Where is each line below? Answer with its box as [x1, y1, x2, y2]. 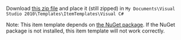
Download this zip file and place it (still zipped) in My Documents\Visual [6, 5, 175, 12]
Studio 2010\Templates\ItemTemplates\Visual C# [6, 11, 124, 17]
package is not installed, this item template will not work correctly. [6, 27, 165, 34]
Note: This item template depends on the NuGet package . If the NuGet [6, 21, 175, 28]
